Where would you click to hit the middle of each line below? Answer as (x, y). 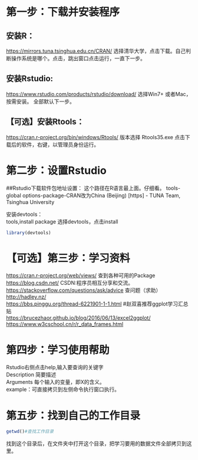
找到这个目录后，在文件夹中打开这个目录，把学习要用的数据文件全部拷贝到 (96, 443)
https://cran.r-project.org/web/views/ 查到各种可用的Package (81, 275)
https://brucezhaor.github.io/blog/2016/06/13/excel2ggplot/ (78, 318)
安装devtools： (24, 214)
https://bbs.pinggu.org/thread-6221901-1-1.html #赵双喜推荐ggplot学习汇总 (97, 304)
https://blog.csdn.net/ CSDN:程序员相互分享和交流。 (70, 283)
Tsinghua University (30, 202)
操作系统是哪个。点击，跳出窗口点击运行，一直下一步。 (78, 58)
